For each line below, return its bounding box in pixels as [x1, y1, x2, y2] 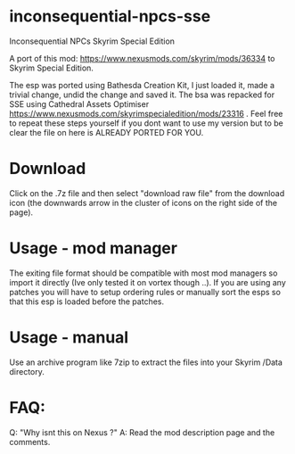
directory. [9, 366, 45, 376]
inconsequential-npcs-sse [9, 6, 211, 27]
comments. [9, 436, 51, 447]
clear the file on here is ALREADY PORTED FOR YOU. [9, 127, 204, 137]
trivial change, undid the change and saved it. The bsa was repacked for [9, 89, 275, 100]
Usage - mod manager [9, 238, 178, 259]
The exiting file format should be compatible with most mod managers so [9, 268, 278, 278]
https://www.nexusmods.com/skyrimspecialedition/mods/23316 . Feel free [9, 108, 283, 119]
